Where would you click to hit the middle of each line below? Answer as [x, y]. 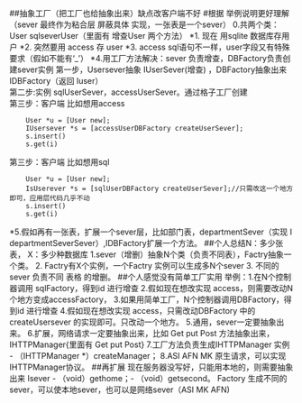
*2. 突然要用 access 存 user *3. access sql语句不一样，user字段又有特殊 [155, 47]
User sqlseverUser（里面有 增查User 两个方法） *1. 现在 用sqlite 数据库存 [146, 36]
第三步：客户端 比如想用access [67, 103]
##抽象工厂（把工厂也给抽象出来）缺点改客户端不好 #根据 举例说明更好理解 [150, 13]
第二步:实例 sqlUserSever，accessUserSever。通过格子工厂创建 [128, 92]
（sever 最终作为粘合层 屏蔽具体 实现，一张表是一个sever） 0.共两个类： [144, 24]
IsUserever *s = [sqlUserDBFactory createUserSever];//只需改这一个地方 [160, 188]
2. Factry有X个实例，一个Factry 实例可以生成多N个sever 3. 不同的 [157, 266]
